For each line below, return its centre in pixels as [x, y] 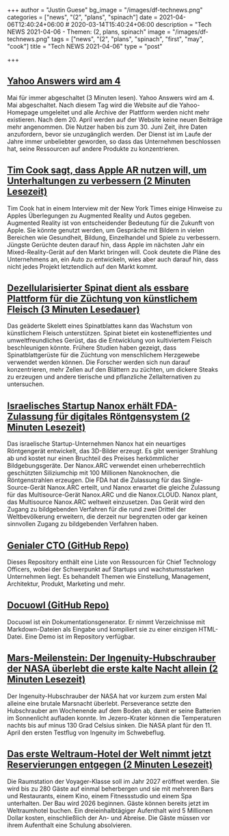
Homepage [23, 112]
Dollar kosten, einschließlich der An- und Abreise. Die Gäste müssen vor [109, 817]
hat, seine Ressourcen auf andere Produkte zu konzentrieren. [93, 148]
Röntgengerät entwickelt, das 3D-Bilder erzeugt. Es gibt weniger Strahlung [112, 451]
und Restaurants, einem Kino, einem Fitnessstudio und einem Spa [100, 796]
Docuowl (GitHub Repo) [58, 605]
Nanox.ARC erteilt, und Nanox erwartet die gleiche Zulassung [133, 488]
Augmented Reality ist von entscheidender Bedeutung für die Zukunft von [111, 223]
